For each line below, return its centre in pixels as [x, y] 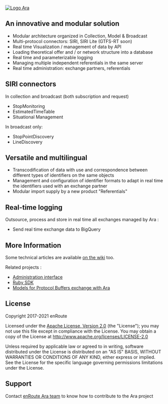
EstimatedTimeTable [34, 111]
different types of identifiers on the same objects [63, 175]
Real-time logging [34, 207]
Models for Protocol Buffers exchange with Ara [61, 288]
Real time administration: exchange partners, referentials [71, 68]
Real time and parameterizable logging [53, 57]
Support [18, 384]
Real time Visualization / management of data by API [67, 47]
